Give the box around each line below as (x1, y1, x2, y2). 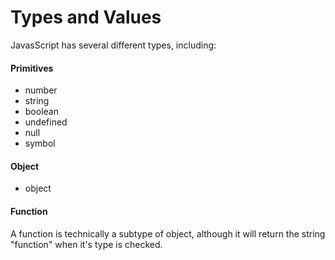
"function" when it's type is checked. (10, 238, 163, 250)
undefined (24, 116, 68, 128)
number (24, 84, 58, 96)
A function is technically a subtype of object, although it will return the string (10, 227, 326, 240)
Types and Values (10, 6, 162, 29)
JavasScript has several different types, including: (10, 39, 217, 51)
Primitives (10, 62, 54, 74)
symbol (24, 137, 56, 150)
